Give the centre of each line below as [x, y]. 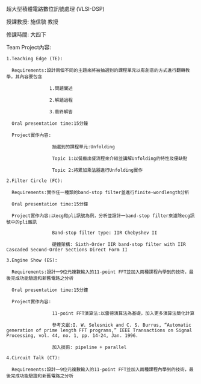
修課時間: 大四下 [26, 34]
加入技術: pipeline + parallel [89, 347]
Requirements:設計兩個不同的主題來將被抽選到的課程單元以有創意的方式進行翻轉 [99, 71]
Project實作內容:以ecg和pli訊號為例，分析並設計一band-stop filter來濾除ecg [101, 216]
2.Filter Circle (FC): [35, 181]
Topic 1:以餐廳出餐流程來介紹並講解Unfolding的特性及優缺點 [120, 159]
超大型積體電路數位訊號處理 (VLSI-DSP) [55, 9]
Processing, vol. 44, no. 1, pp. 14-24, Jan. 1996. [72, 336]
